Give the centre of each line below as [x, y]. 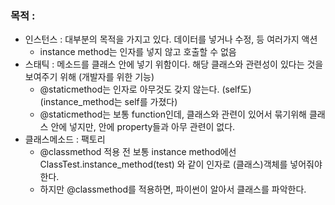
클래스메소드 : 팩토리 [65, 139]
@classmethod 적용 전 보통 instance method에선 [138, 152]
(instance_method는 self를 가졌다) [108, 102]
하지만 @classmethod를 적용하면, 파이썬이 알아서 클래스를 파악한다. [173, 189]
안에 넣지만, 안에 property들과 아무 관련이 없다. [143, 127]
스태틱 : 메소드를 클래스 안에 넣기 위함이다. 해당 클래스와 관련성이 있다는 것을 [174, 64]
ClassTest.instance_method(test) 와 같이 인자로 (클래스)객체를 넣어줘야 [181, 164]
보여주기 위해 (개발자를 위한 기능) [89, 77]
